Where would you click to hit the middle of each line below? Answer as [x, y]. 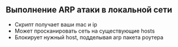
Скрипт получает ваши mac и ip [56, 24]
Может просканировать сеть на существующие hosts [84, 31]
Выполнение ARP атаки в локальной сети [89, 10]
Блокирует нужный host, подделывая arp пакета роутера [89, 37]
